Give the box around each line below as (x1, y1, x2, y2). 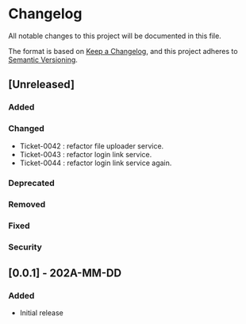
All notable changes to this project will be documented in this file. (8, 31, 222, 40)
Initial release (19, 307, 63, 318)
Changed (8, 123, 45, 134)
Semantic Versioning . (8, 55, 78, 64)
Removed (8, 199, 46, 210)
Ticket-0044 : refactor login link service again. (19, 158, 172, 168)
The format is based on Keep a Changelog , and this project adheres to (8, 46, 238, 56)
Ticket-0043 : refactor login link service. (19, 149, 152, 159)
